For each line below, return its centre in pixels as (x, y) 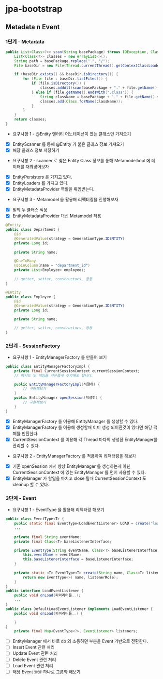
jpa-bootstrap (34, 9)
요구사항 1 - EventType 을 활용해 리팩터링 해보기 (58, 510)
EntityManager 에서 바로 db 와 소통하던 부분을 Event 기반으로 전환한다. (80, 641)
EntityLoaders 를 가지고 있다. (41, 183)
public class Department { (33, 230)
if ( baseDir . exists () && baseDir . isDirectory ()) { (66, 74)
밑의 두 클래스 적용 (30, 210)
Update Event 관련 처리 (35, 653)
